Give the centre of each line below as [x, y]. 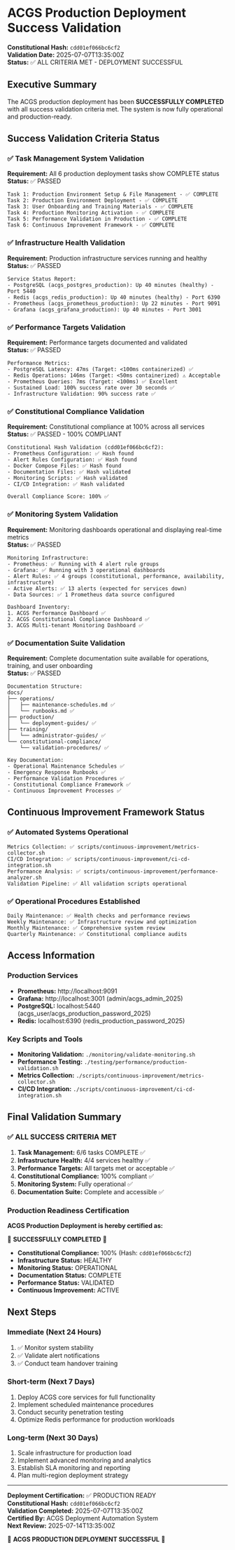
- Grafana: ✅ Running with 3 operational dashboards [86, 570]
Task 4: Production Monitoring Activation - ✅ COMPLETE [91, 213]
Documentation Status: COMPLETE [70, 1275]
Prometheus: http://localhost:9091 [67, 991]
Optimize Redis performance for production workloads [96, 1419]
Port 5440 [22, 291]
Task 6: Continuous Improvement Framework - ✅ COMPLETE [91, 225]
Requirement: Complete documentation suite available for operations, [108, 658]
